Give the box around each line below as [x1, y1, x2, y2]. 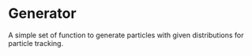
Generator [8, 5, 77, 23]
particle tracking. [8, 38, 64, 47]
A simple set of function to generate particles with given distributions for [8, 30, 244, 40]
